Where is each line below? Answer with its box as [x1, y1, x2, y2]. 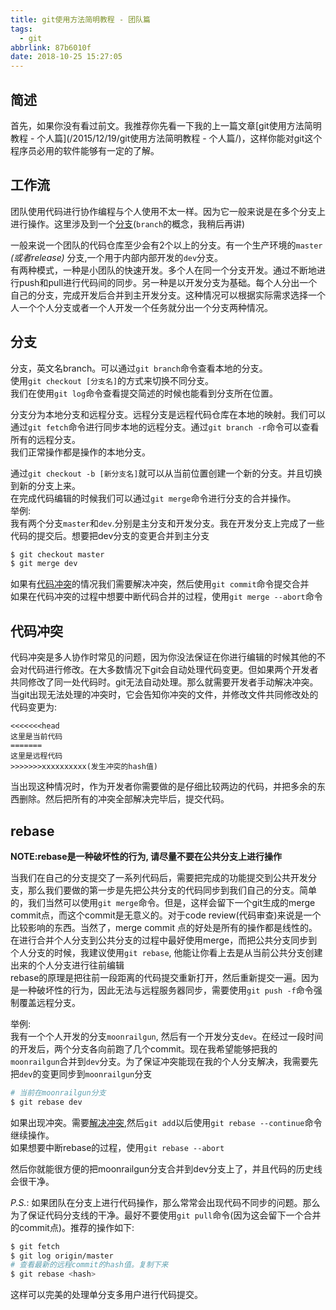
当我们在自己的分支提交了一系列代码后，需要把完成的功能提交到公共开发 [10, 871, 308, 883]
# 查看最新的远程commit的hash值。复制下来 [10, 1260, 169, 1270]
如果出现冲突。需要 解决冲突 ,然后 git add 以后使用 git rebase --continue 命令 [10, 1116, 323, 1128]
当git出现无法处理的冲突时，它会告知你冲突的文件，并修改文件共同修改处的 [10, 689, 319, 701]
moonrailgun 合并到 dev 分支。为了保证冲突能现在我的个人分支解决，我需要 [10, 1055, 310, 1067]
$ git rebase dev [10, 1097, 83, 1107]
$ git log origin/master [10, 1251, 114, 1261]
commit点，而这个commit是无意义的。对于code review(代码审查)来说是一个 [10, 909, 322, 921]
